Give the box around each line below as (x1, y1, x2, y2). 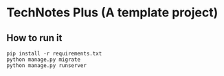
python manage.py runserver (6, 62, 87, 69)
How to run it (6, 32, 63, 44)
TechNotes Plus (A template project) (6, 5, 219, 21)
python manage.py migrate (6, 56, 80, 63)
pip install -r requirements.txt (6, 50, 102, 57)
